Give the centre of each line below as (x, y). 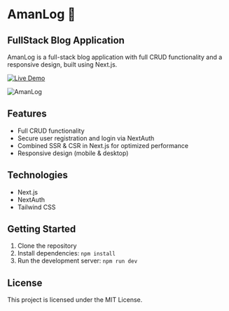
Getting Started (42, 229)
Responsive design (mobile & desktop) (73, 153)
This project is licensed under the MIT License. (75, 300)
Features (27, 114)
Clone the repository (47, 246)
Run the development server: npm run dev (77, 261)
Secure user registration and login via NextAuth (86, 138)
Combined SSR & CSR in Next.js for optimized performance (103, 145)
